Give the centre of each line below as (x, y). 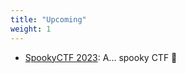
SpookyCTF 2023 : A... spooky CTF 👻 (101, 57)
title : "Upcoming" (48, 19)
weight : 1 (31, 29)
